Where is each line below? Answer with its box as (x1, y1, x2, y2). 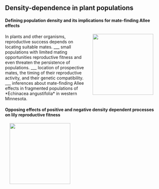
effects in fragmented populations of (5, 85, 79, 91)
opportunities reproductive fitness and (5, 54, 82, 60)
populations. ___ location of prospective (5, 64, 84, 70)
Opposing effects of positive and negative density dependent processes (5, 107, 154, 113)
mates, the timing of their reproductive (5, 70, 82, 76)
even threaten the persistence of (5, 59, 70, 65)
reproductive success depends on (5, 38, 74, 44)
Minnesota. (5, 95, 28, 101)
